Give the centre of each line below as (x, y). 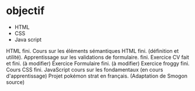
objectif (25, 11)
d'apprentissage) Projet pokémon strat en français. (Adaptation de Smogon (97, 76)
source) (16, 82)
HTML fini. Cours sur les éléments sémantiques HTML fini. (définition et (93, 50)
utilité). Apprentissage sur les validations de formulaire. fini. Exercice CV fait (97, 57)
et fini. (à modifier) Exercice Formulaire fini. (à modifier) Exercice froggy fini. (98, 63)
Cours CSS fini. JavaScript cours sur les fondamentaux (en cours (85, 69)
